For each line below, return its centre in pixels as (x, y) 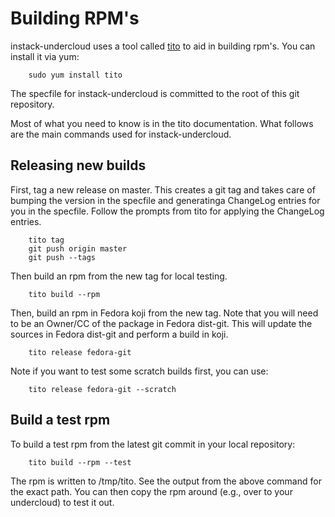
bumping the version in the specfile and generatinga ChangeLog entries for (165, 200)
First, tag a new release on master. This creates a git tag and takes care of (163, 189)
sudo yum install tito (75, 75)
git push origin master (78, 248)
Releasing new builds (78, 165)
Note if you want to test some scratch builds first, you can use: (139, 371)
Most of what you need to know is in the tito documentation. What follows (162, 123)
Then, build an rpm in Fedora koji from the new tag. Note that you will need (164, 313)
